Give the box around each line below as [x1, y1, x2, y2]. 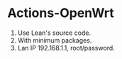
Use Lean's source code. [17, 28, 91, 37]
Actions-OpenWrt [7, 5, 115, 21]
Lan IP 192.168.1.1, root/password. [17, 43, 115, 52]
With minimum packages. [17, 36, 92, 44]
